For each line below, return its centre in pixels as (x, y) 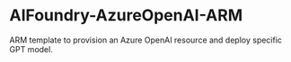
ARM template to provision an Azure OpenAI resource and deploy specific (146, 40)
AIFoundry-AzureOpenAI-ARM (126, 15)
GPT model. (31, 49)
